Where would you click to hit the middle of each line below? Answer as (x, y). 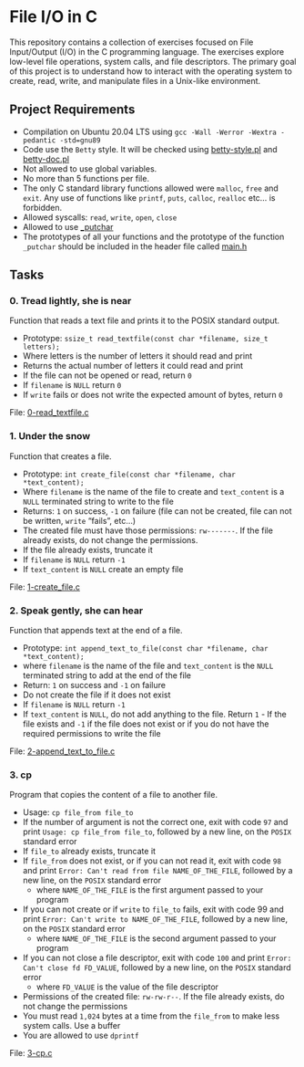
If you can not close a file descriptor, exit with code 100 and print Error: (157, 958)
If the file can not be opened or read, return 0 (107, 375)
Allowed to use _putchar (68, 226)
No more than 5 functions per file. (86, 178)
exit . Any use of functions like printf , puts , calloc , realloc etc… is (149, 197)
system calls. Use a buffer (71, 1026)
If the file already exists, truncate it (87, 549)
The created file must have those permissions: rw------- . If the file (147, 530)
